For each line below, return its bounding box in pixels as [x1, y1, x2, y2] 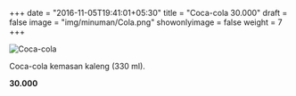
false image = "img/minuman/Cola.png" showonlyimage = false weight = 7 [9, 17, 283, 28]
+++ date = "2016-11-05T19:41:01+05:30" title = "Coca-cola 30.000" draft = [9, 8, 288, 18]
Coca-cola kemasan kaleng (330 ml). [9, 61, 145, 71]
